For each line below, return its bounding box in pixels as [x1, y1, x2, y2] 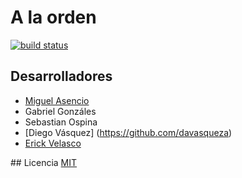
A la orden [10, 6, 97, 29]
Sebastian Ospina [24, 116, 98, 128]
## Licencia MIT [10, 156, 78, 168]
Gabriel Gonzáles [24, 105, 97, 117]
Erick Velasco [24, 137, 82, 149]
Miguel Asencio [24, 94, 90, 106]
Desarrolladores [10, 68, 113, 85]
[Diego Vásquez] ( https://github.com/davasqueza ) [24, 126, 233, 138]
